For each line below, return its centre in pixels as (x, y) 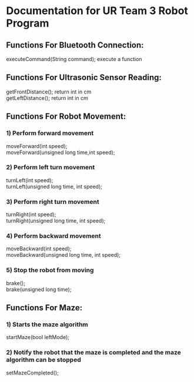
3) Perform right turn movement (53, 202)
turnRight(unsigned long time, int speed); (56, 221)
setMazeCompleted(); (32, 373)
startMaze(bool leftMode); (38, 337)
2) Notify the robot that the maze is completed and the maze (93, 353)
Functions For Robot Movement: (66, 117)
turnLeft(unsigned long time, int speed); (54, 186)
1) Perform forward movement (50, 133)
